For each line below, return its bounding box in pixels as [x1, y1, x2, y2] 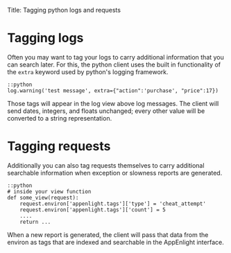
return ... [19, 218, 51, 225]
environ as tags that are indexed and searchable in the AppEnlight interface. [7, 238, 224, 246]
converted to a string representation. [7, 114, 112, 122]
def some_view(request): [7, 194, 79, 201]
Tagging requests [7, 139, 111, 155]
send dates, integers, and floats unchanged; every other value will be [7, 107, 205, 115]
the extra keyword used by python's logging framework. [7, 67, 169, 76]
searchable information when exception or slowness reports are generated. [7, 168, 223, 177]
